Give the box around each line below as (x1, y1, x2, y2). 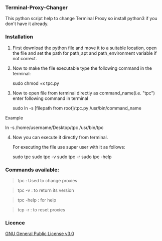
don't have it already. (5, 21, 49, 27)
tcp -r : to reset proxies (17, 206, 65, 212)
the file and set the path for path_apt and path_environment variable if (12, 50, 157, 56)
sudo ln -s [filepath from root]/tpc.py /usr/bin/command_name (12, 105, 141, 111)
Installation (5, 33, 34, 40)
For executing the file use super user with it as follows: (12, 144, 125, 150)
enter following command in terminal (12, 95, 89, 101)
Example (5, 114, 24, 120)
